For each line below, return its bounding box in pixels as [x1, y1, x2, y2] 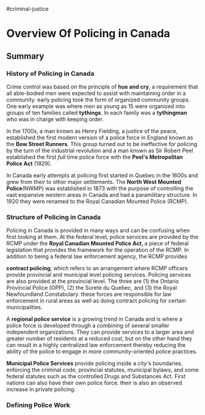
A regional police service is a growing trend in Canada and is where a [6, 315, 183, 323]
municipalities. [6, 304, 43, 311]
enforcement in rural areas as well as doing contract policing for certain [6, 297, 186, 304]
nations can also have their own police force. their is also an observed [6, 379, 182, 387]
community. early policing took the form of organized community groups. [6, 96, 190, 103]
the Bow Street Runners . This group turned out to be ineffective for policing [6, 140, 198, 147]
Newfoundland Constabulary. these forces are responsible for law [6, 290, 172, 298]
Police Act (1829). [6, 160, 52, 167]
